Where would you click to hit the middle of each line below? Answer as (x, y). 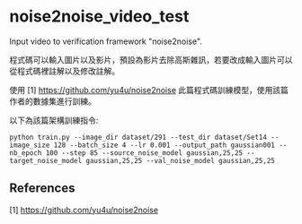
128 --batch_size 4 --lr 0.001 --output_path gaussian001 (164, 145)
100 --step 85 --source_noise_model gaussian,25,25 (144, 153)
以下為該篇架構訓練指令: (54, 120)
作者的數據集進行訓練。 (53, 101)
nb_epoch (26, 153)
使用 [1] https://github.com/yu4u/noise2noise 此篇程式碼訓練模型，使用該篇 (149, 90)
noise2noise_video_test (99, 17)
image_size (30, 145)
